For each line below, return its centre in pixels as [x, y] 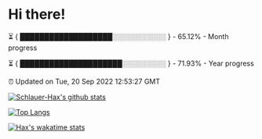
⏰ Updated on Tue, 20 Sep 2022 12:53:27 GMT [84, 81]
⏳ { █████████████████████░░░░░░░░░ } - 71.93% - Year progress [131, 63]
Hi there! [37, 14]
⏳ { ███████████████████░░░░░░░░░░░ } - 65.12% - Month [118, 36]
